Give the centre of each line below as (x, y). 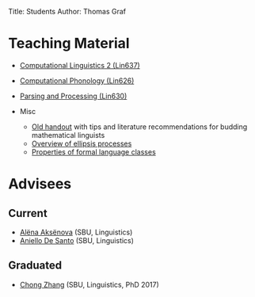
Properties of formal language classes (93, 152)
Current (28, 213)
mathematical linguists (68, 135)
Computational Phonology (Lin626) (77, 80)
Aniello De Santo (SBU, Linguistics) (77, 240)
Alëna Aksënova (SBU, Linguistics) (76, 232)
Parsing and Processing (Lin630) (73, 96)
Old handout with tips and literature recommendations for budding (139, 127)
